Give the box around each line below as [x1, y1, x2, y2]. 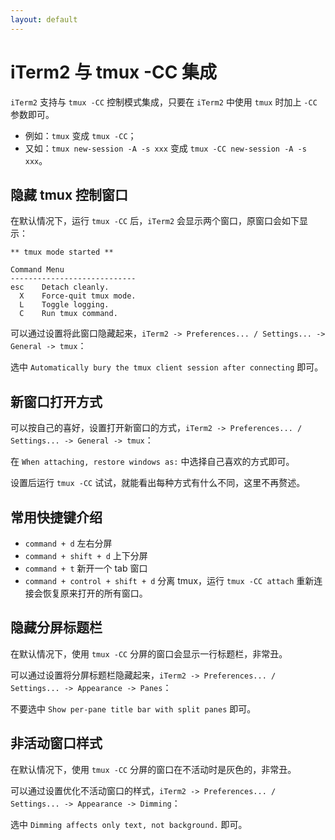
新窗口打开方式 [10, 393, 103, 410]
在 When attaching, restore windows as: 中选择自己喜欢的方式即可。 [10, 456, 295, 468]
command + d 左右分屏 [24, 537, 113, 549]
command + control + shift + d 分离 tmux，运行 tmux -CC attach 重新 [24, 575, 315, 586]
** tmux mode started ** [10, 247, 114, 258]
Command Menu [10, 265, 65, 275]
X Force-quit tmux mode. [19, 291, 137, 301]
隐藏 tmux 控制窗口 [10, 186, 129, 203]
